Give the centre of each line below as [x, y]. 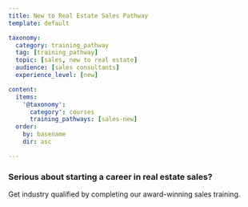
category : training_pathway [62, 45]
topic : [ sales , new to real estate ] [76, 60]
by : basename [44, 134]
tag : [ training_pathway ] [57, 53]
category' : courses [62, 112]
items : [26, 97]
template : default [39, 23]
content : [23, 89]
